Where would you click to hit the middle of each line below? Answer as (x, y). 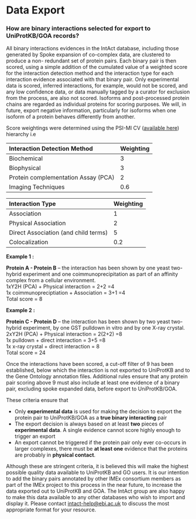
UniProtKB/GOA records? (43, 36)
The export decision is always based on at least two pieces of (89, 424)
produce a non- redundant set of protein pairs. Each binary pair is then (91, 61)
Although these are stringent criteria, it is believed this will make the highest (97, 466)
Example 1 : (20, 257)
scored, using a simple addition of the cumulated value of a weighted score (97, 67)
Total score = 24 (26, 353)
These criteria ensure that (37, 400)
